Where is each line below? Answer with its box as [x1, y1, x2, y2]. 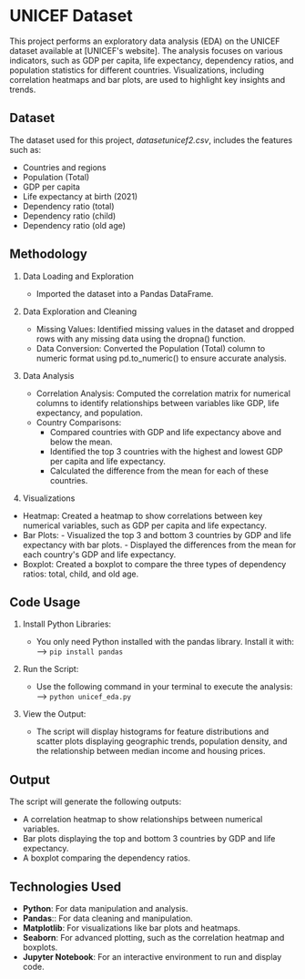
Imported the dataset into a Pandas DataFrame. [36, 288, 214, 299]
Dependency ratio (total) [22, 200, 115, 211]
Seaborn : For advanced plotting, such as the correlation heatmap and [22, 933, 285, 943]
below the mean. [49, 436, 113, 447]
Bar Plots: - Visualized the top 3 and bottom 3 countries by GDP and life [22, 529, 291, 540]
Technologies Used [9, 879, 121, 894]
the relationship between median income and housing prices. [36, 746, 266, 757]
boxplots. [22, 942, 58, 953]
